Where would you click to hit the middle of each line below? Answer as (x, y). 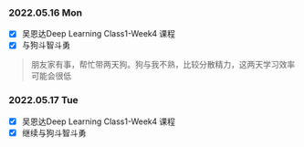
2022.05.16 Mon (46, 13)
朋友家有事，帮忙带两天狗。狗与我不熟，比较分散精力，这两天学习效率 (163, 65)
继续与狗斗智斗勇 (54, 132)
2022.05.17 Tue (43, 100)
